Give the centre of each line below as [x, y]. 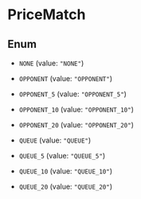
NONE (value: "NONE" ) [51, 63]
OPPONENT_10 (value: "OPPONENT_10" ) [76, 109]
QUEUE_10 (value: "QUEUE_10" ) [66, 171]
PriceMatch [47, 15]
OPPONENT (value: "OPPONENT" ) [66, 78]
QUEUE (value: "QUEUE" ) [55, 140]
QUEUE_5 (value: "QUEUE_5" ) [62, 156]
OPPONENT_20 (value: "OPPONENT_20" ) [76, 125]
